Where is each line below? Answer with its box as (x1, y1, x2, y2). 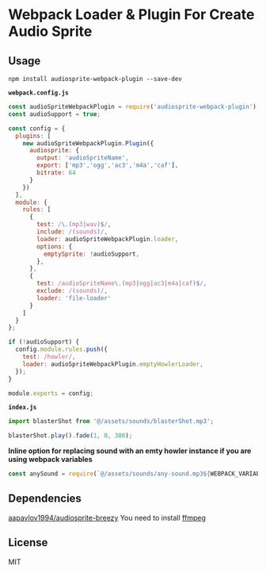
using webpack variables (8, 455, 93, 464)
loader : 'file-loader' (36, 294, 112, 302)
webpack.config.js (8, 89, 69, 97)
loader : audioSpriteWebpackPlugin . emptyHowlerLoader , (22, 360, 203, 368)
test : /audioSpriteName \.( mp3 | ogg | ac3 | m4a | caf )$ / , (36, 279, 207, 287)
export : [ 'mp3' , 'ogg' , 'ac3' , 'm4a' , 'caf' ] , (36, 161, 179, 170)
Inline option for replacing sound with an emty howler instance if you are (8, 446, 252, 456)
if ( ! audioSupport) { (8, 338, 80, 346)
